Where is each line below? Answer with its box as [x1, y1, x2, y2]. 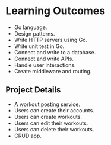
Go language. [14, 24, 47, 31]
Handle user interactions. [14, 61, 76, 69]
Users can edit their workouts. [14, 120, 88, 127]
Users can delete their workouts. [14, 125, 94, 133]
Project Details [5, 85, 61, 95]
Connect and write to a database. [14, 49, 96, 56]
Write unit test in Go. [14, 43, 65, 50]
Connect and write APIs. [14, 55, 74, 62]
